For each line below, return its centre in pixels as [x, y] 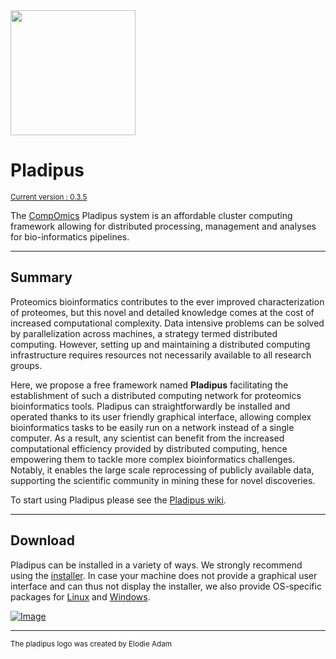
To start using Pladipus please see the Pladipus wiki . [118, 500]
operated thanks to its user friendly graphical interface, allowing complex [161, 416]
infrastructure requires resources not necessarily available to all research [161, 355]
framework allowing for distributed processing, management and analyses [163, 226]
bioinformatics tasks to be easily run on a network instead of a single [152, 427]
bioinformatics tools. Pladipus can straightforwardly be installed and [150, 406]
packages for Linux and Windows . [80, 596]
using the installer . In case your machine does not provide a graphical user [164, 575]
